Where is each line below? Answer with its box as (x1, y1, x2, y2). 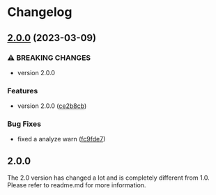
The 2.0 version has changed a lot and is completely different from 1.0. (7, 173, 210, 182)
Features (7, 86, 38, 95)
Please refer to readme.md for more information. (7, 181, 146, 189)
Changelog (7, 4, 72, 20)
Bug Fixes (7, 119, 42, 129)
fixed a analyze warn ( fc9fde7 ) (17, 135, 106, 143)
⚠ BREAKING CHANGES (7, 53, 91, 63)
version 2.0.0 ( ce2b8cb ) (17, 102, 87, 110)
